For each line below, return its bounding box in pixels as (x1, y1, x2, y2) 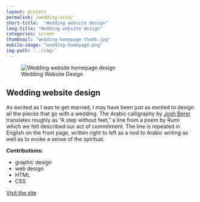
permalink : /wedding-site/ (6, 14, 73, 20)
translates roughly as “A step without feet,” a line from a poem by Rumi (6, 116, 180, 123)
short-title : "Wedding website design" (6, 20, 109, 26)
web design (14, 165, 44, 172)
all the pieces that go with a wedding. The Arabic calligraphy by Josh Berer (6, 110, 191, 117)
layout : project (6, 8, 47, 15)
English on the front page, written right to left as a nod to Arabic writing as (6, 129, 189, 136)
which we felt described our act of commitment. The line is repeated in (6, 123, 180, 130)
